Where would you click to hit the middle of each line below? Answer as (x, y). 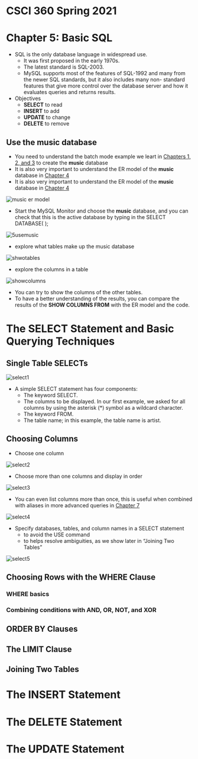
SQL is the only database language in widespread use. (81, 54)
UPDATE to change (47, 117)
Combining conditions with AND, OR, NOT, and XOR (81, 610)
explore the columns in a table (51, 269)
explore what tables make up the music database (74, 246)
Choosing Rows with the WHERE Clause (81, 578)
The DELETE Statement (64, 722)
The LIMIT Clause (39, 649)
